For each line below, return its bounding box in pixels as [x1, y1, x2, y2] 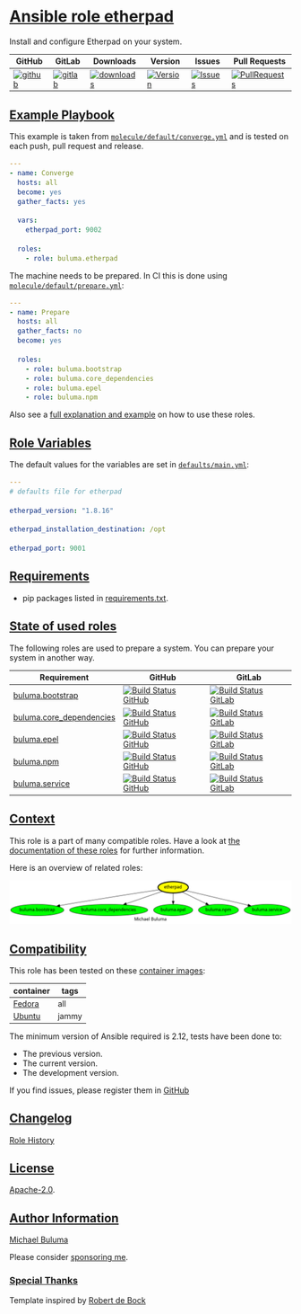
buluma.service [13, 777, 70, 788]
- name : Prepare [9, 307, 70, 316]
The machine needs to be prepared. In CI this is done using [9, 270, 228, 280]
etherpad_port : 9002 [25, 226, 102, 235]
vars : [17, 216, 39, 226]
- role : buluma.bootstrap [25, 364, 123, 374]
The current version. [21, 1058, 99, 1069]
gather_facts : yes [17, 197, 87, 206]
